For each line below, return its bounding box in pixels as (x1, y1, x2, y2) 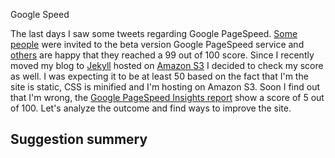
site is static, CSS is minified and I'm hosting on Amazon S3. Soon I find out (10, 81, 321, 93)
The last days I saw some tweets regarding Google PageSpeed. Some (10, 28, 298, 39)
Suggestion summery (10, 131, 148, 148)
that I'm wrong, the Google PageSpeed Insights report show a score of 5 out (10, 92, 325, 103)
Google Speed (10, 9, 70, 20)
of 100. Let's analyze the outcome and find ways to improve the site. (10, 102, 292, 114)
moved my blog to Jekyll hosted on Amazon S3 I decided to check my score (10, 60, 324, 71)
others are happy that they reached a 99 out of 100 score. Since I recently (10, 49, 315, 61)
